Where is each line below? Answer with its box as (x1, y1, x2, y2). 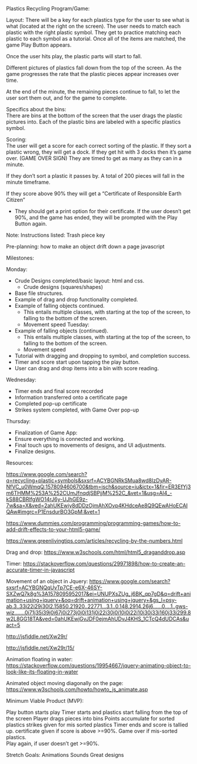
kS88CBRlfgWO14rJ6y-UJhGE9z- (6, 496, 88, 503)
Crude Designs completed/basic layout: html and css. (14, 277, 145, 284)
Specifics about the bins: (6, 106, 66, 112)
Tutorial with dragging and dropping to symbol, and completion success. (14, 353, 191, 359)
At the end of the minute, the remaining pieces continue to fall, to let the (6, 88, 181, 95)
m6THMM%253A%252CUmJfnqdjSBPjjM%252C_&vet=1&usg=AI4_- (6, 490, 172, 496)
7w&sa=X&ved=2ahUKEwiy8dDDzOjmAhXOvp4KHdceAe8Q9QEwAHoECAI (6, 502, 188, 509)
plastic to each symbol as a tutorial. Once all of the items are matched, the (6, 35, 186, 42)
